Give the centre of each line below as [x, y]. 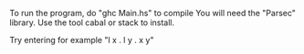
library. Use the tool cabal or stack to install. [92, 22]
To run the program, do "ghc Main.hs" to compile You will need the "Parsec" [153, 13]
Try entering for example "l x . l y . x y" [82, 40]
